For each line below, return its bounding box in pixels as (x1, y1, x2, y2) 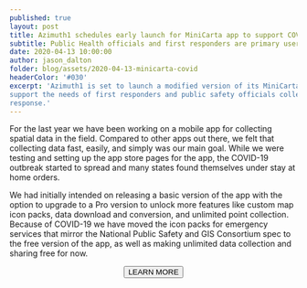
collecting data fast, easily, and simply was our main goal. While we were (9, 143, 285, 154)
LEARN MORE (127, 267, 180, 277)
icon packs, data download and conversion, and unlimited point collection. (9, 209, 290, 220)
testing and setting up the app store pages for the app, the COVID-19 (9, 153, 270, 164)
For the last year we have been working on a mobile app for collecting (9, 123, 272, 134)
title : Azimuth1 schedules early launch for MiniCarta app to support (9, 30, 284, 39)
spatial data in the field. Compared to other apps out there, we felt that (9, 133, 275, 144)
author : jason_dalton (9, 56, 92, 65)
